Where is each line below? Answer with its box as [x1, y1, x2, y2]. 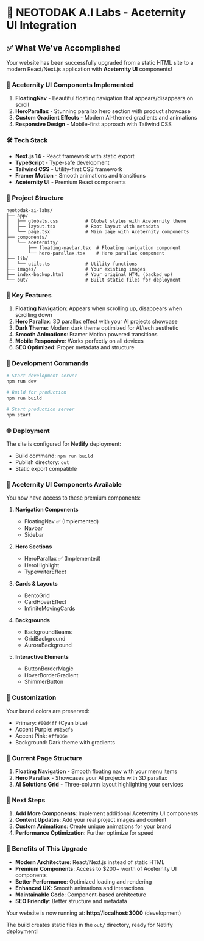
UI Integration [6, 18, 77, 32]
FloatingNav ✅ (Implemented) [24, 518, 99, 525]
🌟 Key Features [6, 291, 52, 299]
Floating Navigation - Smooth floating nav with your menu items [15, 768, 178, 775]
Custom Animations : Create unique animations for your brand [15, 823, 172, 830]
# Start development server [6, 372, 78, 379]
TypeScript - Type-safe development [15, 159, 110, 166]
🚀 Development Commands [6, 359, 89, 368]
